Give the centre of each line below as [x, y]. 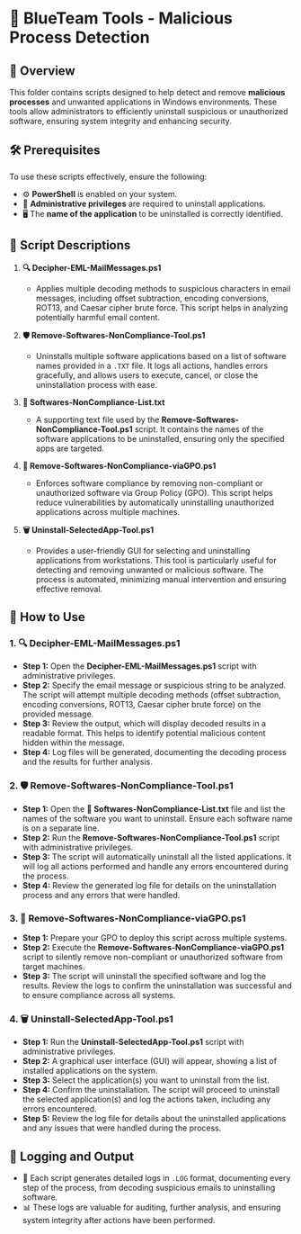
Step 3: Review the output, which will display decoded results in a [144, 724]
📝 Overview [42, 71]
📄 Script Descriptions [70, 245]
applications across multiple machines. [108, 511]
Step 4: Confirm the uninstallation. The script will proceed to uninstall [151, 1090]
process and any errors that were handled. [101, 895]
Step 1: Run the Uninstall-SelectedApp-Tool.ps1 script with [133, 1042]
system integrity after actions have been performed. [119, 1220]
